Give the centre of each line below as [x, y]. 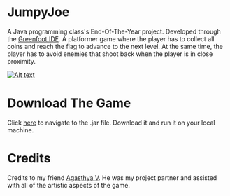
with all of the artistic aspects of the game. [69, 185]
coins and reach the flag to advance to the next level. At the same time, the [115, 46]
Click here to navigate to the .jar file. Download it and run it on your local [111, 122]
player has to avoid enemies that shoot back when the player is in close [110, 54]
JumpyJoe [38, 12]
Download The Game [69, 103]
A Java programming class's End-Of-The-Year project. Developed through [114, 31]
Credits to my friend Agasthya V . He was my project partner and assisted [112, 177]
